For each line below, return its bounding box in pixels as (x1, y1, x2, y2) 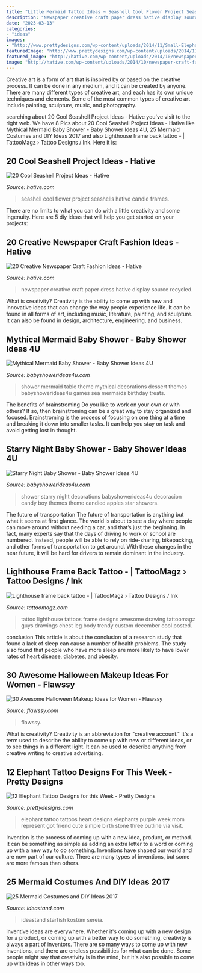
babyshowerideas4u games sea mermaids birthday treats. (20, 389, 165, 396)
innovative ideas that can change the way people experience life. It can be (6, 304, 191, 311)
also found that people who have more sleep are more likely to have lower (6, 646, 189, 653)
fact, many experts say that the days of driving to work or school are (6, 530, 176, 537)
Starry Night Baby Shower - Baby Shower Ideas (6, 444, 187, 455)
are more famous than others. (6, 859, 80, 867)
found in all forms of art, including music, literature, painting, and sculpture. (6, 311, 193, 318)
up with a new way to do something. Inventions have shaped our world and (6, 847, 192, 854)
